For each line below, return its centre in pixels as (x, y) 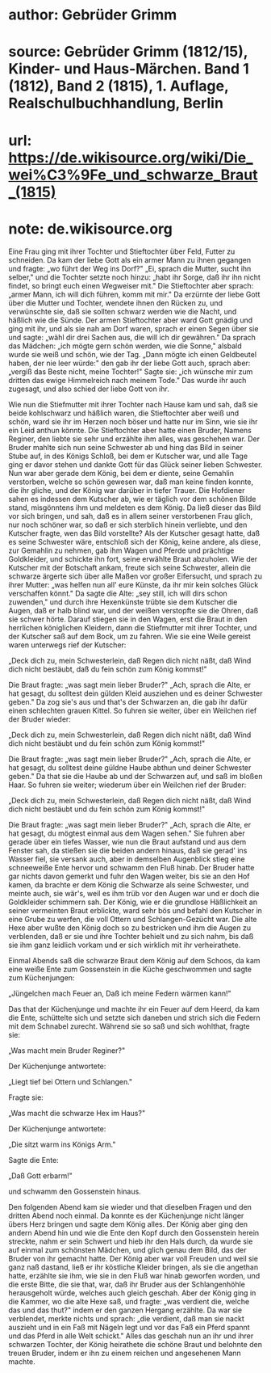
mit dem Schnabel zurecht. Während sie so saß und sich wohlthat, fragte (129, 1026)
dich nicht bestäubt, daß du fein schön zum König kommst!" (108, 669)
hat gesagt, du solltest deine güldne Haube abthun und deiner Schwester (130, 767)
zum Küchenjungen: (42, 977)
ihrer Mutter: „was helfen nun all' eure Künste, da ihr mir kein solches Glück (133, 584)
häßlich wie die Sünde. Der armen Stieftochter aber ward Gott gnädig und (131, 320)
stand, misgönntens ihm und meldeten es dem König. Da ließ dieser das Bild (135, 508)
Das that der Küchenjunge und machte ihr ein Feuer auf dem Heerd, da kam (134, 1009)
